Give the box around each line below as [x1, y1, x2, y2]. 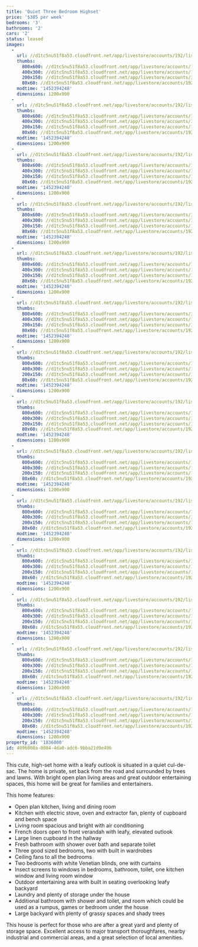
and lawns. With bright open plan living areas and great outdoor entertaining [6, 774, 192, 781]
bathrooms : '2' [6, 25, 44, 31]
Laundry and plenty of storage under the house [14, 891, 130, 898]
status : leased [6, 36, 44, 42]
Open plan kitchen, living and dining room [14, 803, 116, 810]
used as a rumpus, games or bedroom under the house [14, 903, 149, 910]
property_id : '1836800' [6, 740, 65, 745]
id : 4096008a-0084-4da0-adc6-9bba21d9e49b [6, 745, 112, 751]
